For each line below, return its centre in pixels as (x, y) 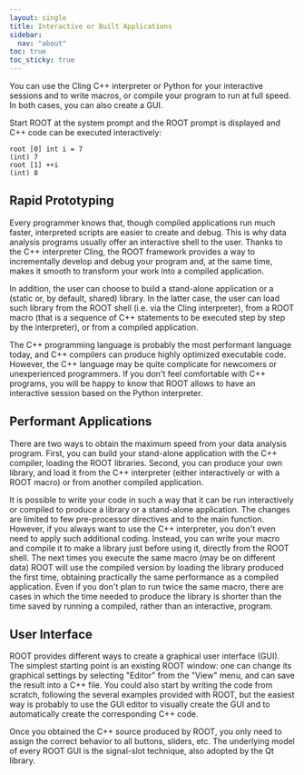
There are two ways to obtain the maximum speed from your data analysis (148, 443)
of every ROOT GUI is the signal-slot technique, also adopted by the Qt (142, 751)
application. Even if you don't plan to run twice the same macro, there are (147, 586)
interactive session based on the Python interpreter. (106, 392)
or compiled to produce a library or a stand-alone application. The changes (150, 509)
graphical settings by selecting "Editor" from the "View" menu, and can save (152, 676)
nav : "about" (42, 43)
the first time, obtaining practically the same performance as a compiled (144, 577)
